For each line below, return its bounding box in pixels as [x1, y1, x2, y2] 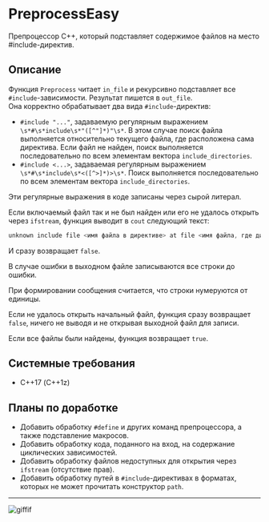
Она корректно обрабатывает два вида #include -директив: [8, 101, 211, 110]
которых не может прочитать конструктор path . [19, 482, 184, 492]
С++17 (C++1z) [19, 378, 70, 387]
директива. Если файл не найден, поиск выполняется [19, 142, 204, 152]
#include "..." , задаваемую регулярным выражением [19, 117, 208, 126]
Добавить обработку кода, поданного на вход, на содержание [19, 440, 235, 449]
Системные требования [8, 357, 136, 371]
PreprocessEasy [8, 5, 120, 23]
